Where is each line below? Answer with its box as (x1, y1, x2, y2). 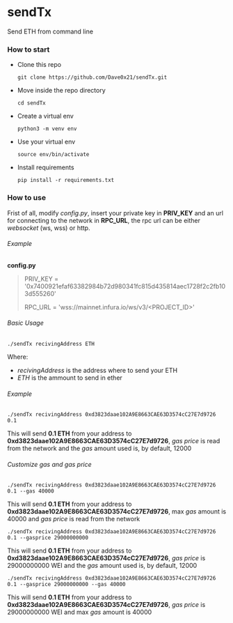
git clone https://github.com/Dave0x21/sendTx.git (17, 74, 168, 81)
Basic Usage (7, 318, 44, 328)
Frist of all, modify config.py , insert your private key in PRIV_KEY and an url (7, 208, 224, 217)
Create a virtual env (17, 112, 74, 121)
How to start (7, 45, 50, 54)
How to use (7, 193, 47, 203)
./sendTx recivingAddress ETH (7, 340, 95, 347)
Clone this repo (17, 61, 61, 69)
